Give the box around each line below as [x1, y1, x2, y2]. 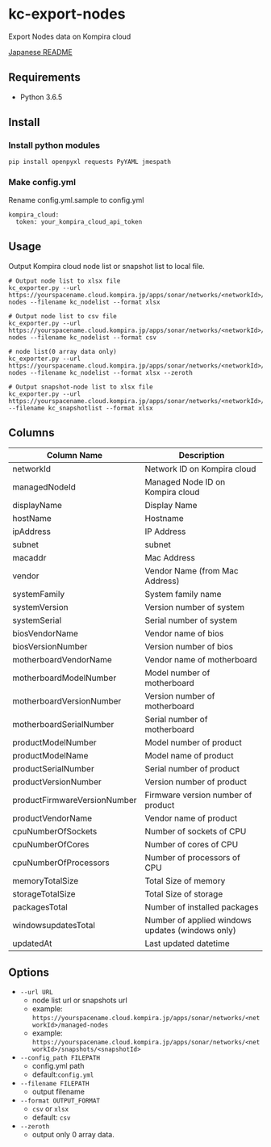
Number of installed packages [144, 901, 259, 913]
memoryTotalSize [12, 876, 79, 887]
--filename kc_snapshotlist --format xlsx [8, 404, 153, 412]
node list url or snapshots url [31, 995, 127, 1006]
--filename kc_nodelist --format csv [29, 333, 157, 342]
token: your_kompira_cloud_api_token [15, 217, 143, 226]
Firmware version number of [144, 789, 252, 800]
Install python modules [8, 140, 101, 151]
